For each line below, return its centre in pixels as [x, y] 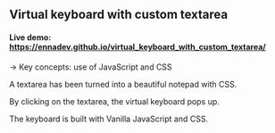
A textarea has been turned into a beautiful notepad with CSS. [123, 84]
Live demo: [30, 37]
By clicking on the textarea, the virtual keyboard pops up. [115, 101]
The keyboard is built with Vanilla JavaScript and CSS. [108, 119]
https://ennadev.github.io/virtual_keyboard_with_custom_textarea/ [137, 46]
